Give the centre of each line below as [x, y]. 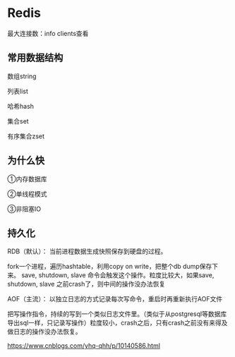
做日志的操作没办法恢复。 [44, 332]
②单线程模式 [27, 194]
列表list [18, 91]
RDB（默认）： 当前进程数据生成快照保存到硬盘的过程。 [87, 251]
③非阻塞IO [24, 209]
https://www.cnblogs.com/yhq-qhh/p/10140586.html [84, 346]
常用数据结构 [35, 58]
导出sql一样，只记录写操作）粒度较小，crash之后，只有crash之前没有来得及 [117, 323]
